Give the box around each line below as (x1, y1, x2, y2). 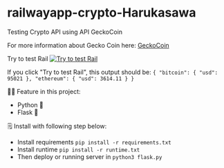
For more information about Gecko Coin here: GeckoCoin (7, 41, 169, 49)
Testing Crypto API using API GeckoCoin (7, 28, 123, 36)
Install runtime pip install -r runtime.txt (17, 145, 140, 153)
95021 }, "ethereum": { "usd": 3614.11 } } (7, 75, 135, 82)
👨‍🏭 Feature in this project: (7, 87, 81, 95)
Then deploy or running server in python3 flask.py (17, 152, 162, 160)
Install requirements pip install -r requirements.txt (17, 138, 171, 146)
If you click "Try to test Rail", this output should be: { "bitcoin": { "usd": (7, 68, 218, 76)
